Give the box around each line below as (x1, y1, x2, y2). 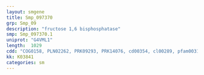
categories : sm (6, 59, 45, 65)
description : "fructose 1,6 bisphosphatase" (6, 25, 121, 32)
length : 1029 (6, 43, 42, 49)
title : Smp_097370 (6, 15, 53, 21)
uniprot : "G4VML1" (6, 37, 53, 43)
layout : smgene (6, 8, 45, 15)
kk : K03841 (6, 54, 34, 60)
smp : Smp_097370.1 (6, 31, 53, 37)
